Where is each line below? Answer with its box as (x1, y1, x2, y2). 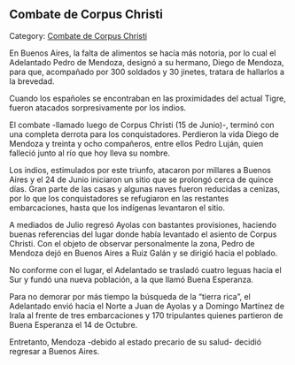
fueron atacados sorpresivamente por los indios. (9, 102, 187, 113)
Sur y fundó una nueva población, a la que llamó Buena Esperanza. (9, 274, 254, 285)
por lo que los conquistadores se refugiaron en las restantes (9, 193, 229, 203)
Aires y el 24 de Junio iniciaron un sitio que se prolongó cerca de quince (9, 174, 274, 185)
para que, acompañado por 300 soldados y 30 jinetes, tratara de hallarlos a (9, 66, 285, 77)
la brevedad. (9, 75, 55, 87)
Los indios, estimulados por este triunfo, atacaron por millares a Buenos (9, 164, 272, 175)
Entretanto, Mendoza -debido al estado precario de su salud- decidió (9, 336, 262, 347)
